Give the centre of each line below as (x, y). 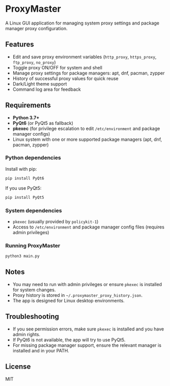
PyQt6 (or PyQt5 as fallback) (43, 123)
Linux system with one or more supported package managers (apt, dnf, (87, 139)
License (18, 367)
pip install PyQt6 (25, 178)
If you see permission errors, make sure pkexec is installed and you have (88, 329)
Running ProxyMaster (33, 245)
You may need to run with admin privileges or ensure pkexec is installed (87, 284)
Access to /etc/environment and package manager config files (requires (88, 227)
